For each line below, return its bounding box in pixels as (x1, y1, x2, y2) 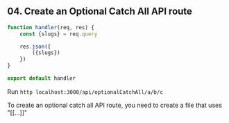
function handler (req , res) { (7, 24, 95, 31)
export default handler (7, 75, 76, 82)
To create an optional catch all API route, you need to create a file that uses (7, 101, 222, 109)
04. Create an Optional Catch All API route (7, 6, 193, 17)
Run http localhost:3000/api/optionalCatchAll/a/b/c (7, 87, 163, 96)
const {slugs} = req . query (19, 31, 98, 38)
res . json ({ (19, 43, 51, 50)
